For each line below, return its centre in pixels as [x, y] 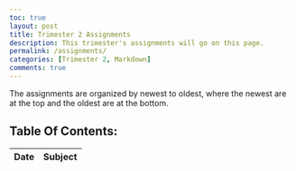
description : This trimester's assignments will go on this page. [137, 43]
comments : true [38, 68]
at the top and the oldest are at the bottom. [89, 103]
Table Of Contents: [64, 131]
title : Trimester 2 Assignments [70, 34]
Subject [60, 157]
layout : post [34, 26]
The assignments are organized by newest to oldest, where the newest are [148, 93]
